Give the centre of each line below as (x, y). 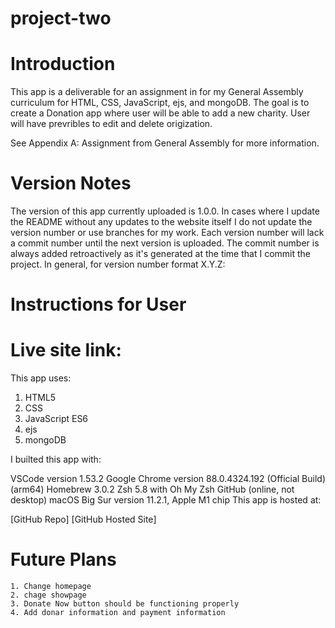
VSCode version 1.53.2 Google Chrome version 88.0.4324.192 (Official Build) (168, 479)
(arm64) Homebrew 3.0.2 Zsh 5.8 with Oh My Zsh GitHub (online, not (152, 489)
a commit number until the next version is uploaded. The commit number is (165, 243)
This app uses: (41, 378)
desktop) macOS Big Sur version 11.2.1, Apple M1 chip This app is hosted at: (166, 500)
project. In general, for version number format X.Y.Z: (118, 264)
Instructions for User (98, 304)
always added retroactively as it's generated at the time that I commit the (161, 254)
